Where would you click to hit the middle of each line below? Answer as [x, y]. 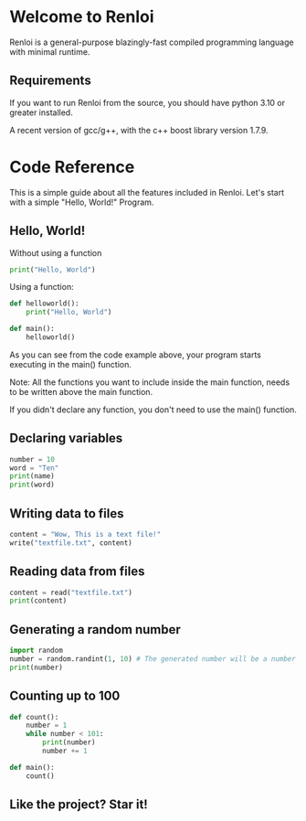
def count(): [34, 717]
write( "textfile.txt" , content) [71, 543]
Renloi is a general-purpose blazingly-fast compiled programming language [152, 42]
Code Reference [72, 167]
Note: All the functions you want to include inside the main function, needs [150, 382]
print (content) [38, 601]
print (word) [32, 485]
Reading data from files [77, 572]
